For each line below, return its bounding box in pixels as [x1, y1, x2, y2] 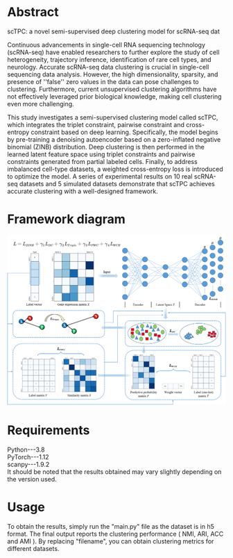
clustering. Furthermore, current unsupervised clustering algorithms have [7, 85, 217, 93]
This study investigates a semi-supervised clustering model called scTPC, [7, 113, 218, 122]
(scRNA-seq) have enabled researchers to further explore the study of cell [7, 48, 220, 56]
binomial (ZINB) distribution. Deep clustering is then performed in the [7, 142, 205, 151]
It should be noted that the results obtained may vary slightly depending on [7, 468, 222, 476]
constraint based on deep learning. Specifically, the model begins [31, 128, 218, 136]
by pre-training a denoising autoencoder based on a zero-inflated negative [7, 135, 221, 143]
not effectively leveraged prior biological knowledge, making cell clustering [7, 92, 222, 101]
